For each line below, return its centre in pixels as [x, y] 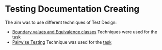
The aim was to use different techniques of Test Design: [61, 22]
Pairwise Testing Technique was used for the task [62, 42]
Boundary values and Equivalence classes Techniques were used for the [85, 32]
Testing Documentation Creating [72, 9]
